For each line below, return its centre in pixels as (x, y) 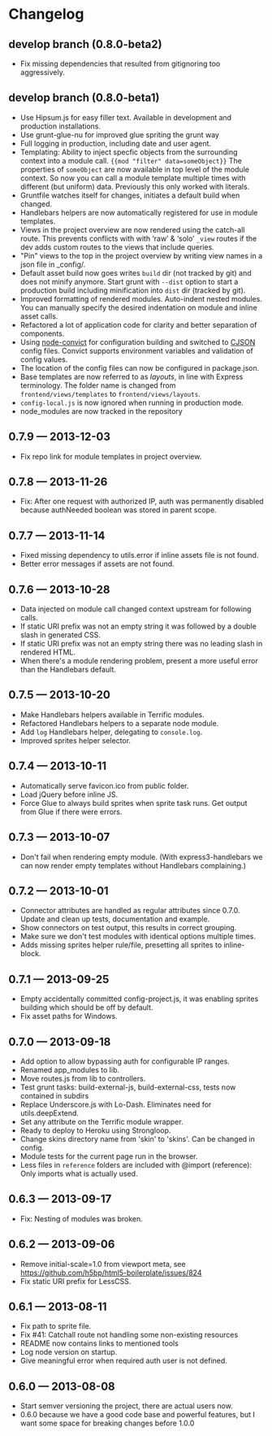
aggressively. (42, 72)
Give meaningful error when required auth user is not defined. (123, 1361)
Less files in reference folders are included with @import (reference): (136, 1164)
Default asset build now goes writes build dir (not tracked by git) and (136, 272)
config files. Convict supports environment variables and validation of (136, 350)
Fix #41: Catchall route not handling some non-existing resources (129, 1335)
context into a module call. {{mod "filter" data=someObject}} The (131, 160)
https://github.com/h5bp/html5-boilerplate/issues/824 (111, 1273)
